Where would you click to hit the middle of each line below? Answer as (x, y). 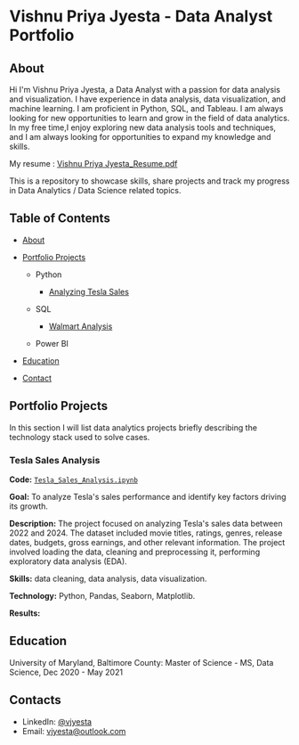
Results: (25, 613)
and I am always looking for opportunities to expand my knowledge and (140, 137)
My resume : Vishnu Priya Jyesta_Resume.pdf (93, 164)
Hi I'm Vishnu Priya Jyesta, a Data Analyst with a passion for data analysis (145, 90)
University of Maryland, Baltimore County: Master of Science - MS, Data (141, 662)
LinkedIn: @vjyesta (57, 721)
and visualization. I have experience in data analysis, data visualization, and (148, 99)
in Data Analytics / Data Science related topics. (95, 190)
